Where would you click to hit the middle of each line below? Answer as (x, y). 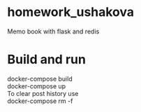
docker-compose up (37, 86)
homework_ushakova (71, 12)
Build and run (46, 59)
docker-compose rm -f (40, 101)
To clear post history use (43, 93)
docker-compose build (40, 79)
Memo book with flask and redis (53, 31)
